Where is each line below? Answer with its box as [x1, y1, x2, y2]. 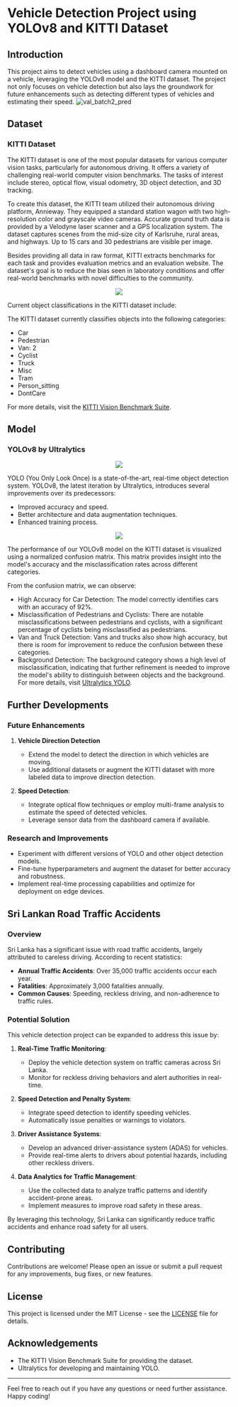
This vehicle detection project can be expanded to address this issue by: [7, 1031, 220, 1039]
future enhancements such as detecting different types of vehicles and [7, 90, 215, 98]
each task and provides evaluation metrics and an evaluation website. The [7, 258, 224, 267]
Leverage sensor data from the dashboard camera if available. [28, 815, 210, 824]
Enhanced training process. [17, 518, 98, 527]
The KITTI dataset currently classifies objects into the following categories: [7, 314, 227, 323]
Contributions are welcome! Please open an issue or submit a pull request [7, 1262, 223, 1270]
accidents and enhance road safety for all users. [7, 1223, 149, 1231]
